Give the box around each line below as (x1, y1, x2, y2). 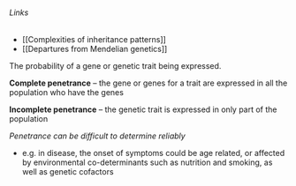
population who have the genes (9, 87, 124, 98)
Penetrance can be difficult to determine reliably (9, 130, 186, 141)
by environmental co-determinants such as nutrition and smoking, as (21, 157, 273, 167)
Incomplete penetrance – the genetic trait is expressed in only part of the (9, 104, 277, 115)
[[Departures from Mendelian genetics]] (21, 44, 168, 55)
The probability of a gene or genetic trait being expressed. (9, 61, 222, 71)
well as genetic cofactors (21, 167, 114, 177)
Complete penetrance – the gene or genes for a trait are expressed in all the (9, 78, 288, 88)
